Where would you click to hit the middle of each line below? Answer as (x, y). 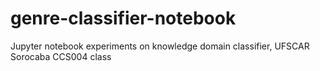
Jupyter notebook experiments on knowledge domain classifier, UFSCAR (160, 46)
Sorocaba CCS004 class (61, 56)
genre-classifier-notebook (123, 18)
